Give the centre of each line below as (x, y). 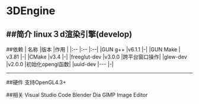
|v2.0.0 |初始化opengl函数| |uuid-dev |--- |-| (60, 64)
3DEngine (31, 11)
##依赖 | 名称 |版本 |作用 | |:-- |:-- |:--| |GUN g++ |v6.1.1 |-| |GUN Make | (93, 49)
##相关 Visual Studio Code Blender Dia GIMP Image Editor (77, 95)
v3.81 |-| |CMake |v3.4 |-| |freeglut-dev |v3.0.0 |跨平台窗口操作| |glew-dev (97, 57)
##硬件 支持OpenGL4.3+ (36, 82)
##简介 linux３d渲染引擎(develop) (69, 34)
